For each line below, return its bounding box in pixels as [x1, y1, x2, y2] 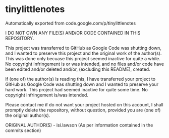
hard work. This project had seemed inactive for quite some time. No [5, 86, 148, 92]
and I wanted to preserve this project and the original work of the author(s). [5, 50, 162, 56]
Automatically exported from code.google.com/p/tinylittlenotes [5, 20, 136, 26]
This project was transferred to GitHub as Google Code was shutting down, [5, 45, 161, 51]
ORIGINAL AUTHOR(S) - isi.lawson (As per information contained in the [5, 122, 153, 128]
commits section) [5, 127, 41, 133]
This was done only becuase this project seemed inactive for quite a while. [5, 55, 160, 61]
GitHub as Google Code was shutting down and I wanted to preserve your [5, 81, 159, 87]
